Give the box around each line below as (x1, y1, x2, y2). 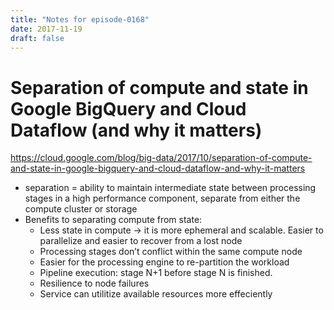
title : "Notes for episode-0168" (10, 14, 150, 25)
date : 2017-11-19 (10, 24, 83, 34)
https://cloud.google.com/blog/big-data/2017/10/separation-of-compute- (10, 152, 313, 164)
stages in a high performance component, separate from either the (24, 192, 301, 205)
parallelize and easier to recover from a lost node (39, 235, 243, 247)
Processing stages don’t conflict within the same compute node (39, 246, 303, 258)
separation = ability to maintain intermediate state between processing (24, 182, 317, 194)
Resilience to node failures (39, 277, 150, 290)
